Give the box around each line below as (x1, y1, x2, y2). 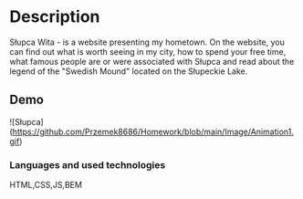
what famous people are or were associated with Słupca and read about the (9, 56, 295, 67)
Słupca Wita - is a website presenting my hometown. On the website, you (9, 37, 285, 47)
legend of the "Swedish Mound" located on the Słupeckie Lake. (9, 66, 248, 77)
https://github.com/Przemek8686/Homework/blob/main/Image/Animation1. (12, 126, 294, 137)
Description (9, 6, 100, 27)
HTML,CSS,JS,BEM (9, 180, 82, 191)
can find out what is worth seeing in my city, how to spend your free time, (9, 46, 287, 57)
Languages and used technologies (9, 158, 166, 171)
